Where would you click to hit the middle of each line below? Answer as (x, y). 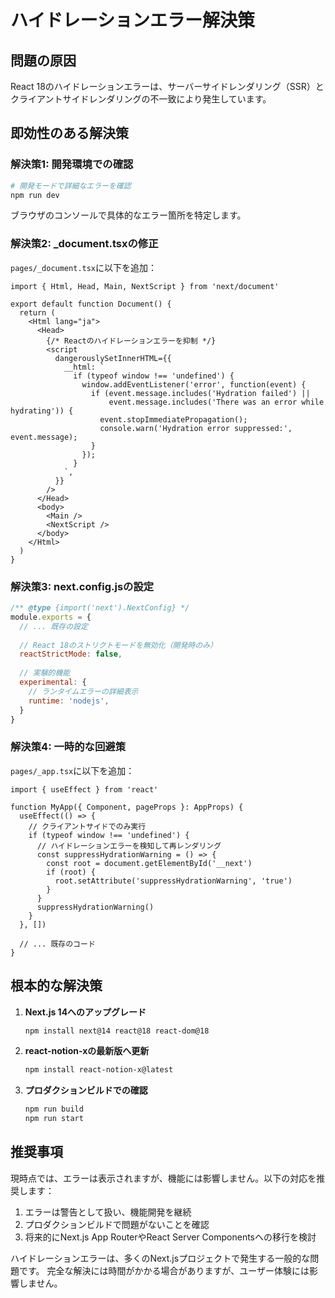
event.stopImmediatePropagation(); (173, 419)
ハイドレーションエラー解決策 (132, 20)
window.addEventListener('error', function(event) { (194, 384)
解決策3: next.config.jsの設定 (82, 586)
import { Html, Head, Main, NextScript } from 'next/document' (145, 286)
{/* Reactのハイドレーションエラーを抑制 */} (131, 341)
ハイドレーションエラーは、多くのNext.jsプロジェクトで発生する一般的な (160, 1258)
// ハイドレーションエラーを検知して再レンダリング (129, 846)
